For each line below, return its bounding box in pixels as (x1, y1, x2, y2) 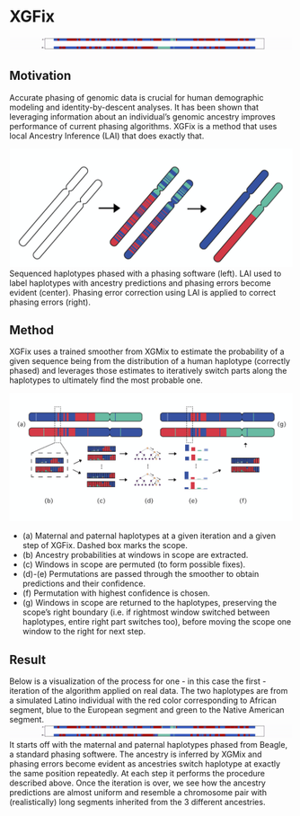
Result (9, 652, 47, 667)
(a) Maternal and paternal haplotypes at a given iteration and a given (22, 530, 277, 541)
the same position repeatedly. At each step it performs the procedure (9, 768, 266, 779)
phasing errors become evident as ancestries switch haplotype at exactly (9, 758, 281, 769)
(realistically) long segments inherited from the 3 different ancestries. (9, 797, 266, 808)
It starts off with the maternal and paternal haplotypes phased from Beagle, (9, 740, 288, 750)
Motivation (9, 68, 72, 84)
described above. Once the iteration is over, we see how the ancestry (9, 777, 267, 788)
